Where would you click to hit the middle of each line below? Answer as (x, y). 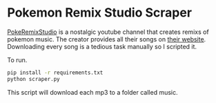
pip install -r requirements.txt (55, 73)
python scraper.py (33, 79)
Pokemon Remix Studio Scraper (99, 13)
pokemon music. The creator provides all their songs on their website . (107, 39)
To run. (17, 59)
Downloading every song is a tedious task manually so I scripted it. (102, 46)
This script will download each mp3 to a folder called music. (92, 92)
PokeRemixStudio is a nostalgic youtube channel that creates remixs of (108, 32)
